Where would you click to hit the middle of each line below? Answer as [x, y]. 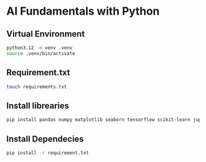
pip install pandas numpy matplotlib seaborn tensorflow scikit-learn [98, 120]
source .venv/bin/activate [41, 53]
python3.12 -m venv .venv [39, 48]
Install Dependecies [45, 139]
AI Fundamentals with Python [83, 11]
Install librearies [38, 105]
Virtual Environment [46, 34]
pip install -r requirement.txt [48, 153]
